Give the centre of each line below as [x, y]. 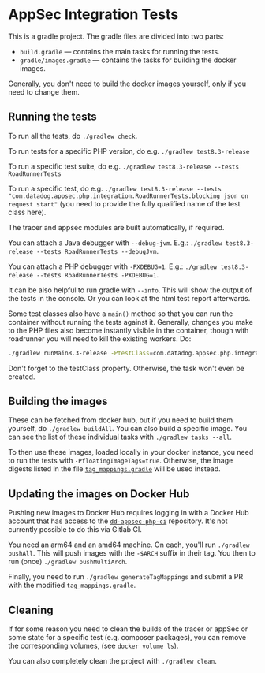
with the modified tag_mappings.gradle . [72, 586]
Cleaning [31, 610]
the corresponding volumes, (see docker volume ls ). [93, 646]
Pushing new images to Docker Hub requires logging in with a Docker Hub [129, 513]
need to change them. [44, 91]
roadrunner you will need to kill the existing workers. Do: [100, 338]
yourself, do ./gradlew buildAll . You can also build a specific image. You [128, 429]
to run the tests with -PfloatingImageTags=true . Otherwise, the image [121, 461]
